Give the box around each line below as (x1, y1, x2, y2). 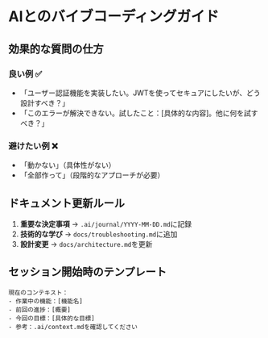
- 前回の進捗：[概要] (8, 306, 71, 314)
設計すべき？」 (19, 98, 70, 107)
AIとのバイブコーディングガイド (8, 7, 220, 26)
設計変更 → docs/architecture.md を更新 (19, 239, 153, 248)
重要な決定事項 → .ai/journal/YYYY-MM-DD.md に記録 (19, 219, 192, 228)
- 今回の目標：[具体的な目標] (8, 314, 95, 323)
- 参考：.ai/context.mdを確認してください (8, 323, 138, 331)
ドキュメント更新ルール (8, 196, 125, 210)
